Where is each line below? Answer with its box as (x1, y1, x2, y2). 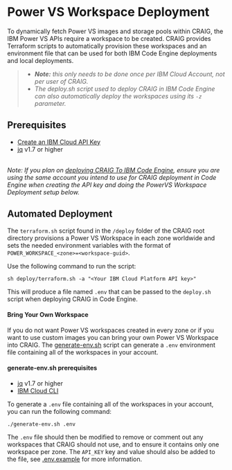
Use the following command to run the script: (7, 262, 136, 270)
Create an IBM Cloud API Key (17, 138, 101, 146)
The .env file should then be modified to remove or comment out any (7, 433, 204, 441)
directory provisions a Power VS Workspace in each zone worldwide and (7, 233, 215, 242)
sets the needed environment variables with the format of (7, 241, 171, 249)
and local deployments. (7, 56, 74, 64)
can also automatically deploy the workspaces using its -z (34, 91, 202, 100)
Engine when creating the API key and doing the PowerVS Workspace (7, 181, 207, 189)
